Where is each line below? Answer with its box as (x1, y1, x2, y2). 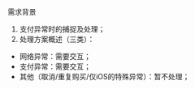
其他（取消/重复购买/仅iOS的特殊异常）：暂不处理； (19, 72, 190, 81)
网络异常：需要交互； (19, 52, 91, 61)
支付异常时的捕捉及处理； (19, 24, 106, 34)
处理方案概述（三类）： (19, 35, 95, 44)
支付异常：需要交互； (19, 61, 91, 71)
